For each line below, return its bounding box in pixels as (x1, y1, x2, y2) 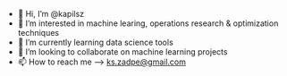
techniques (17, 28, 60, 38)
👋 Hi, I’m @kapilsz (17, 9, 85, 19)
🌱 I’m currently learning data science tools (17, 37, 174, 47)
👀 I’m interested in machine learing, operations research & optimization (17, 18, 279, 29)
